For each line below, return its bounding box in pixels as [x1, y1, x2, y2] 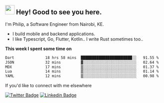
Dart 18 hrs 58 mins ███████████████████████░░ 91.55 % [5, 55, 159, 60]
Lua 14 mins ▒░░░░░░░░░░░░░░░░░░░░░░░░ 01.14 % [5, 69, 159, 74]
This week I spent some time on [5, 46, 72, 51]
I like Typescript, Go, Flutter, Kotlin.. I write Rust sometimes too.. [12, 36, 143, 42]
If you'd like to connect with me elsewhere [5, 83, 92, 89]
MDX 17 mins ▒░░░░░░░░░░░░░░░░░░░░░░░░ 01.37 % [5, 64, 159, 69]
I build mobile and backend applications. [12, 31, 95, 37]
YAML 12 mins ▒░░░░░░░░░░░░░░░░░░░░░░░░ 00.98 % [5, 74, 159, 79]
